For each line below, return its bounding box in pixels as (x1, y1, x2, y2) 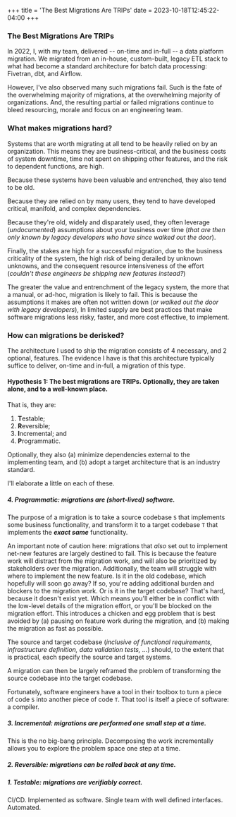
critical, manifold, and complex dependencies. (7, 204, 142, 212)
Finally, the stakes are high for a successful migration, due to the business (7, 246, 223, 255)
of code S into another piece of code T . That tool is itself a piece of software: (7, 695, 230, 704)
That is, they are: (7, 401, 56, 409)
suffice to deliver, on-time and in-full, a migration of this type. (7, 361, 186, 370)
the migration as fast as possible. (7, 624, 104, 633)
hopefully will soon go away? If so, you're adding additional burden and (7, 579, 215, 588)
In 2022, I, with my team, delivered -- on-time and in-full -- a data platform (7, 47, 224, 56)
